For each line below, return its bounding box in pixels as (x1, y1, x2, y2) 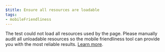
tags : (5, 12, 17, 17)
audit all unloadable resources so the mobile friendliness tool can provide (5, 36, 160, 42)
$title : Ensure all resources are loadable (5, 7, 100, 13)
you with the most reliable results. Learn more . (5, 41, 104, 47)
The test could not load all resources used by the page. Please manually (5, 31, 158, 37)
